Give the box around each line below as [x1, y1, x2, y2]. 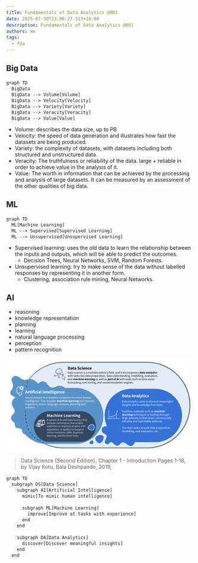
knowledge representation [14, 314, 79, 322]
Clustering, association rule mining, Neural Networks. [23, 275, 154, 282]
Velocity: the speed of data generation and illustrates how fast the [14, 132, 176, 139]
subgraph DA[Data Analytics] [17, 535, 89, 541]
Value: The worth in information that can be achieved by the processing [14, 169, 190, 177]
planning [14, 321, 37, 328]
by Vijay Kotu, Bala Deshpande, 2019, [20, 464, 112, 471]
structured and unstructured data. [14, 151, 98, 158]
